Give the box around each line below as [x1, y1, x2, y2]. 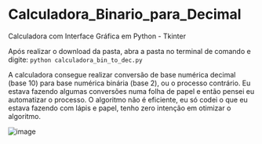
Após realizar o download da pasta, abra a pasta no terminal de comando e [8, 46, 251, 56]
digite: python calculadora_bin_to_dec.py [8, 55, 143, 64]
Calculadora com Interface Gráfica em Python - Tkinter [8, 31, 187, 41]
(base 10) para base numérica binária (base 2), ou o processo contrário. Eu [8, 78, 251, 88]
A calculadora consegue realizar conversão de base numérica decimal [8, 70, 236, 79]
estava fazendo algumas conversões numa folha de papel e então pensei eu [8, 86, 255, 95]
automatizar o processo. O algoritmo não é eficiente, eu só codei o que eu [8, 95, 249, 104]
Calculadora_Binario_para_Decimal [8, 5, 242, 23]
